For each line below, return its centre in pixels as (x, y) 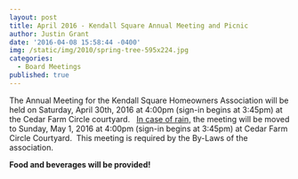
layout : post (33, 17)
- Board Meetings (49, 67)
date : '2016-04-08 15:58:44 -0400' (75, 42)
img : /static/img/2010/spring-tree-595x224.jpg (99, 51)
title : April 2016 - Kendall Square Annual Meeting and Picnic (129, 26)
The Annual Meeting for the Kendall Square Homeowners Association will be (149, 100)
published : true (39, 75)
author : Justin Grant (49, 34)
